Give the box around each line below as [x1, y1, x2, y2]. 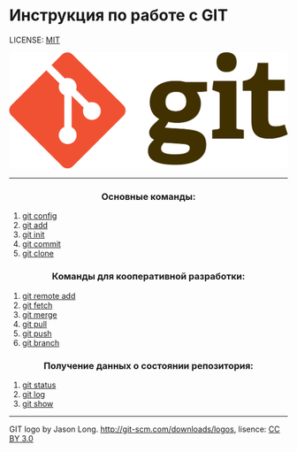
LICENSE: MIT [9, 34, 60, 45]
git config [21, 211, 57, 221]
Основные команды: [101, 191, 196, 203]
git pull [21, 318, 47, 329]
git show [21, 398, 54, 409]
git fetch [21, 300, 53, 310]
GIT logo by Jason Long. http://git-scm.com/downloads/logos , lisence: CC [9, 424, 280, 434]
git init [21, 229, 45, 240]
